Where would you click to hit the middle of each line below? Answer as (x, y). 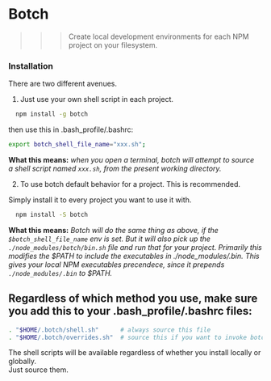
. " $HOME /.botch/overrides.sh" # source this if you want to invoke (128, 337)
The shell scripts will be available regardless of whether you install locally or (135, 353)
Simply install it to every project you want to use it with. (100, 200)
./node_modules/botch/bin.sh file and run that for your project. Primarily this (135, 247)
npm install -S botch (52, 214)
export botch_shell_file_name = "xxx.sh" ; (77, 145)
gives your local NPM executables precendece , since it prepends (117, 265)
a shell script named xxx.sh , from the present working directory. (115, 168)
